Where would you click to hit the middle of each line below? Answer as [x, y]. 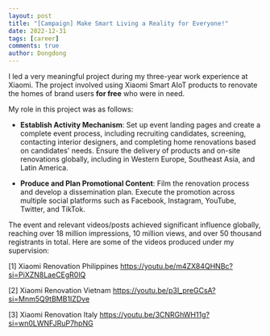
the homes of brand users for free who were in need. [97, 93]
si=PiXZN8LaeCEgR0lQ [47, 275]
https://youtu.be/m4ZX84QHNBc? [177, 266]
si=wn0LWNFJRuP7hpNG [51, 323]
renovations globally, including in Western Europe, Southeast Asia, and [137, 159]
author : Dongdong [37, 53]
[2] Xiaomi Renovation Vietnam [60, 290]
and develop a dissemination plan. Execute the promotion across [127, 192]
